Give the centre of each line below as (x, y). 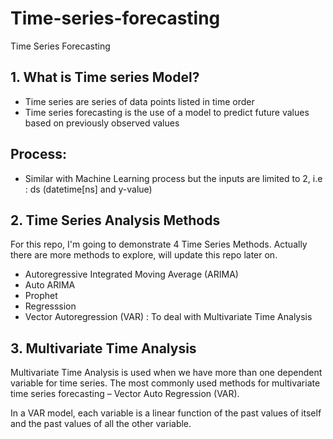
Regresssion (50, 306)
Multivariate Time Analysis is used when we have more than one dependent (166, 373)
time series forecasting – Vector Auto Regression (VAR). (125, 394)
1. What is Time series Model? (105, 77)
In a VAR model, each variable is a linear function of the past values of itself (166, 413)
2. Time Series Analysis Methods (115, 220)
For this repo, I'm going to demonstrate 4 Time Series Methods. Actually (159, 244)
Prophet (41, 296)
